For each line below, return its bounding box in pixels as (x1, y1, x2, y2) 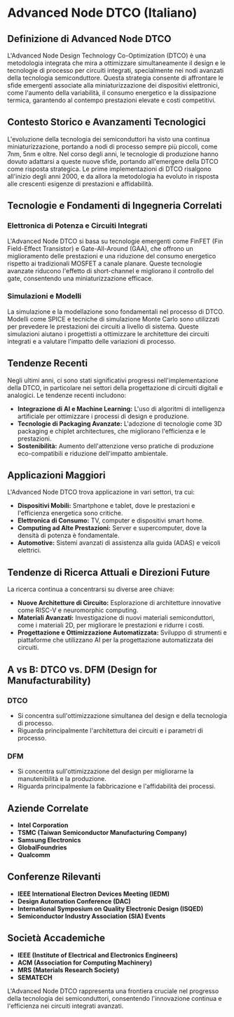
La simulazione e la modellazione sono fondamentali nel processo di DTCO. (7, 307, 225, 316)
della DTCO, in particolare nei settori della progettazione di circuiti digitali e (7, 383, 223, 392)
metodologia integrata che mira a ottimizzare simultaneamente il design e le (7, 59, 226, 67)
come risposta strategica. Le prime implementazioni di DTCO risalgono (7, 165, 212, 173)
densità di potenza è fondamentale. (17, 531, 121, 540)
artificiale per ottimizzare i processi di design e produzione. (17, 412, 189, 420)
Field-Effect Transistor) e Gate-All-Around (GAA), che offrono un (7, 244, 194, 253)
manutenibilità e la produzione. (17, 775, 107, 783)
